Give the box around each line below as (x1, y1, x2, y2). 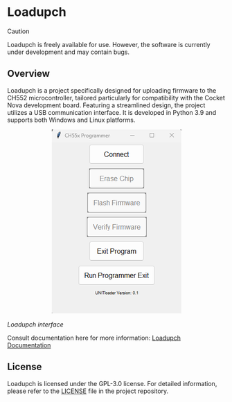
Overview (7, 68, 51, 80)
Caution (7, 27, 30, 35)
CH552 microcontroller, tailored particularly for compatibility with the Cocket (7, 93, 225, 102)
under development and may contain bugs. (7, 48, 130, 56)
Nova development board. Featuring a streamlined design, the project (7, 101, 206, 109)
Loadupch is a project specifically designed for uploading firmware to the (7, 86, 217, 94)
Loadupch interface (7, 320, 64, 329)
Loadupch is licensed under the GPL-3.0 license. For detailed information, (7, 379, 217, 387)
